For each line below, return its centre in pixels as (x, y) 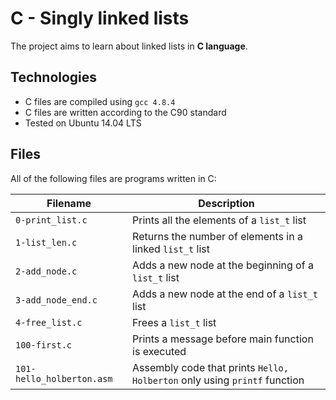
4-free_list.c (49, 322)
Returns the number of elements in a (217, 236)
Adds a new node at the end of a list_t (225, 294)
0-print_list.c (51, 220)
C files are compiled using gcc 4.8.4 (100, 101)
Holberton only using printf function (218, 380)
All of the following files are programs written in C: (113, 178)
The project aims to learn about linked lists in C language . (129, 46)
